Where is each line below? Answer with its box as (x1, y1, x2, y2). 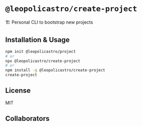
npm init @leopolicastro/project (5, 49, 76, 54)
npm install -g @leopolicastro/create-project (5, 68, 105, 73)
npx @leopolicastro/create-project (5, 58, 81, 64)
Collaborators (5, 114, 50, 123)
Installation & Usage (5, 36, 70, 44)
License (5, 86, 31, 95)
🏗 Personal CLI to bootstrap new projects (5, 19, 93, 25)
